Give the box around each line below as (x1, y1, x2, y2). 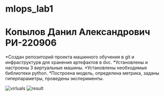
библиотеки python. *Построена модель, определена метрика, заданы (5, 70, 159, 76)
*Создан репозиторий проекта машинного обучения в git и (5, 54, 135, 60)
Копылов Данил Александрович (5, 26, 151, 38)
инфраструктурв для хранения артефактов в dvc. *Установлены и (5, 59, 148, 66)
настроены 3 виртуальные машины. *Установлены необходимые (5, 65, 147, 71)
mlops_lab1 (5, 3, 53, 15)
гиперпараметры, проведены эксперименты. (5, 76, 104, 82)
